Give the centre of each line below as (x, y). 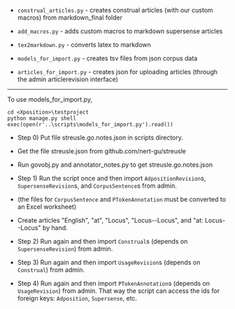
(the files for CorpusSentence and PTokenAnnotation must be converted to (121, 199)
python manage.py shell (42, 118)
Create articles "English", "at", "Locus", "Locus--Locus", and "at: (111, 220)
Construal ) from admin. (51, 270)
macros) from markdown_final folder (70, 18)
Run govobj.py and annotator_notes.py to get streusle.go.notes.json (115, 165)
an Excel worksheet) (47, 207)
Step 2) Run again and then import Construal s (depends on (102, 241)
